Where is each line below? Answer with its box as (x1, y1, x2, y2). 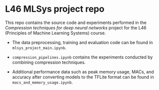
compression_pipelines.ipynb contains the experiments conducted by (12, 54, 153, 60)
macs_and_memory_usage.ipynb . (12, 79, 73, 85)
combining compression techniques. (12, 59, 86, 65)
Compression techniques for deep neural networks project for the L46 (5, 24, 147, 30)
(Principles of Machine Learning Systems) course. (5, 30, 106, 36)
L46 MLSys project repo (5, 3, 105, 15)
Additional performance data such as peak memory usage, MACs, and (12, 68, 154, 74)
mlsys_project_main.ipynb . (12, 45, 67, 50)
